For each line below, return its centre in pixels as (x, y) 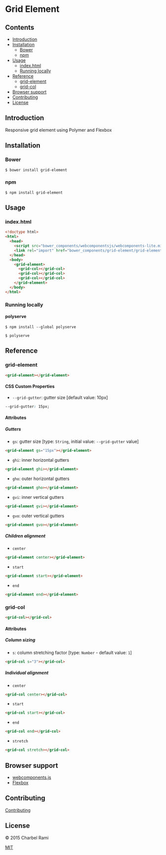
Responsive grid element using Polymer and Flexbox (59, 130)
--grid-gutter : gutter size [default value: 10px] (60, 397)
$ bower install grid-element (36, 170)
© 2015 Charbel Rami (27, 838)
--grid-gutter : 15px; (27, 406)
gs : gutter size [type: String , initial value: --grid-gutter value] (76, 441)
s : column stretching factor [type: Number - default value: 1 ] (72, 652)
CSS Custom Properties (30, 386)
